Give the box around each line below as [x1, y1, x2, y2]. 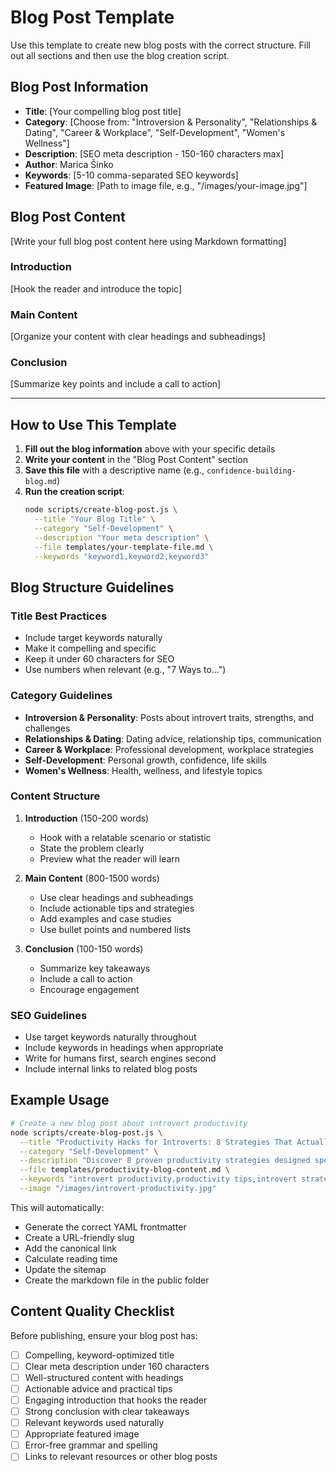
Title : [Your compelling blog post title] [24, 105, 182, 117]
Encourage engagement [39, 983, 140, 995]
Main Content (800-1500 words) [24, 872, 160, 884]
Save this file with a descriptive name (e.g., [24, 464, 205, 476]
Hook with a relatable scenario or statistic [39, 831, 212, 843]
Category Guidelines [10, 689, 113, 703]
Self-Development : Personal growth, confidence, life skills [24, 754, 268, 766]
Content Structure [10, 789, 101, 803]
